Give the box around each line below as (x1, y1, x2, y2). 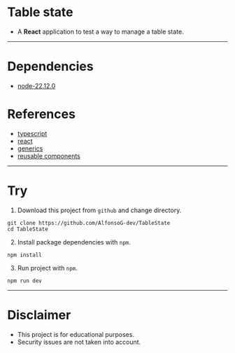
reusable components (17, 151, 80, 160)
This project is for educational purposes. (17, 330, 135, 338)
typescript (17, 129, 48, 137)
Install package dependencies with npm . (17, 237, 131, 246)
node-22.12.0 (17, 81, 56, 90)
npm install (7, 251, 42, 258)
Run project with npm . (17, 263, 78, 272)
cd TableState (7, 226, 49, 233)
